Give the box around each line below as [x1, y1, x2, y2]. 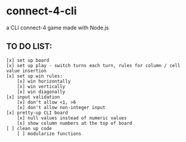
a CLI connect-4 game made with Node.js [6, 24, 109, 31]
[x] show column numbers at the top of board [17, 120, 133, 126]
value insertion [6, 68, 47, 74]
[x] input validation [6, 94, 60, 100]
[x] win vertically [17, 83, 66, 89]
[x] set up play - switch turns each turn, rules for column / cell [6, 62, 181, 68]
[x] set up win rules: [6, 73, 63, 79]
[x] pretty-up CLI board [6, 110, 68, 116]
